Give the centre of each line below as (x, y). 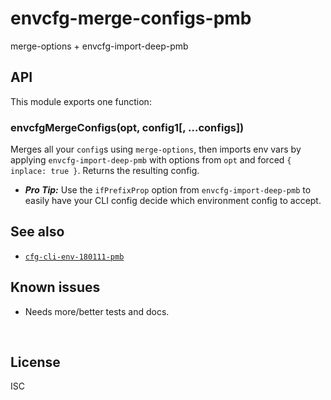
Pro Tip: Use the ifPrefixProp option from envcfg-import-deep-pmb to (168, 190)
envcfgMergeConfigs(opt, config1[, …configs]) (127, 127)
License (35, 362)
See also (37, 232)
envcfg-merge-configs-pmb (131, 18)
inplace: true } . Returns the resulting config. (105, 171)
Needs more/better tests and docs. (97, 311)
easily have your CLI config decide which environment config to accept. (173, 201)
